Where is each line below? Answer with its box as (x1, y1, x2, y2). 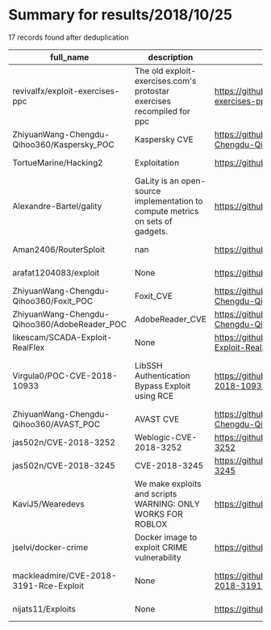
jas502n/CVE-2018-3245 (12, 460, 115, 471)
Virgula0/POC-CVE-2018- (12, 370, 119, 381)
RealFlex (12, 342, 45, 353)
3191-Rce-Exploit (12, 580, 85, 591)
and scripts (134, 488, 177, 499)
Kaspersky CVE (134, 133, 194, 145)
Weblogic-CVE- (134, 431, 198, 443)
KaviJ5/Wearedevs (12, 498, 85, 510)
